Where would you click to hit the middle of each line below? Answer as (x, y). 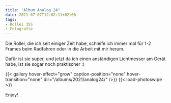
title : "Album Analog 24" (33, 10)
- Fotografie (19, 29)
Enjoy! (12, 95)
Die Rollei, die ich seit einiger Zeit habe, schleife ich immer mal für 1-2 (78, 43)
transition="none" (24, 80)
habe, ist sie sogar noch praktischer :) (45, 64)
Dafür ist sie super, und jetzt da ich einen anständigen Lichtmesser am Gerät (85, 59)
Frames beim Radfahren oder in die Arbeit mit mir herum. (65, 49)
